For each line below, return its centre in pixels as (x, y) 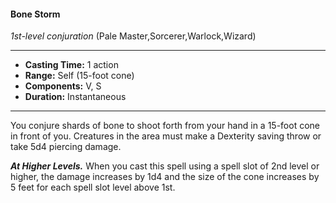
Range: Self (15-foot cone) (79, 76)
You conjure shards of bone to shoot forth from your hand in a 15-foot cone (165, 126)
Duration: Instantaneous (75, 97)
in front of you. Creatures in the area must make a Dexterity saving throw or (166, 136)
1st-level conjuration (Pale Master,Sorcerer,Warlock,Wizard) (133, 36)
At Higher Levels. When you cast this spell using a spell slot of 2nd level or (165, 166)
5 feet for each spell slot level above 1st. (93, 187)
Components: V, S (63, 86)
